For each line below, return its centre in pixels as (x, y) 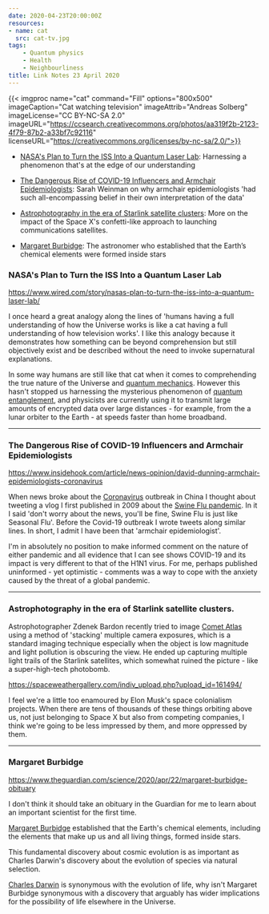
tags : (17, 46)
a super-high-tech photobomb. (59, 669)
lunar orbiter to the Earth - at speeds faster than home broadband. (117, 417)
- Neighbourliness (53, 68)
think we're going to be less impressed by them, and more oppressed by (128, 726)
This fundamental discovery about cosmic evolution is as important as (124, 851)
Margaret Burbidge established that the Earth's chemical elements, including (134, 827)
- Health (37, 61)
